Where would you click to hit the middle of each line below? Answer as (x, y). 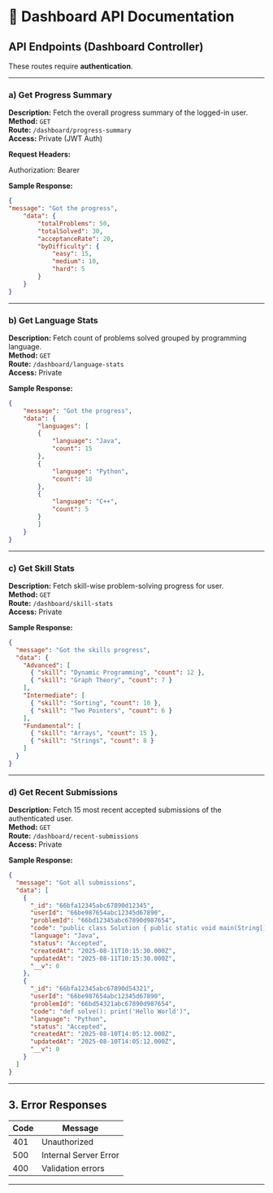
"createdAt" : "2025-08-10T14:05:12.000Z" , (103, 1034)
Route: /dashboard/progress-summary (70, 130)
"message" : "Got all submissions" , (76, 883)
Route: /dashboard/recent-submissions (74, 836)
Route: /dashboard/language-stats (66, 364)
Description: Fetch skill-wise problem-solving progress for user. (116, 586)
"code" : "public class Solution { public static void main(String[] (148, 928)
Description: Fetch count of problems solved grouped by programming (128, 338)
